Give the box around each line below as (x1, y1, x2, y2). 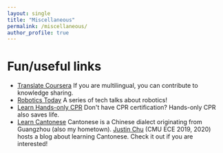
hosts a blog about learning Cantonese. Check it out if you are (17, 132, 193, 141)
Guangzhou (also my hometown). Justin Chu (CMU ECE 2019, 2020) (17, 125, 211, 134)
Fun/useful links (7, 59, 102, 74)
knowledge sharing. (17, 89, 74, 97)
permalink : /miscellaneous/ (7, 23, 88, 30)
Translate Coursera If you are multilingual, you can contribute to (17, 82, 198, 90)
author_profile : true (7, 29, 70, 36)
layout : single (7, 10, 51, 17)
